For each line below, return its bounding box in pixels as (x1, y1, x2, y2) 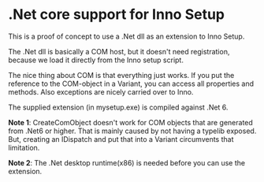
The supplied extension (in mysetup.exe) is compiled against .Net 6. (8, 102, 229, 112)
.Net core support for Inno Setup (8, 6, 225, 24)
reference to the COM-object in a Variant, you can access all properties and (8, 79, 255, 88)
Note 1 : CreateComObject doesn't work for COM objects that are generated (8, 117, 254, 127)
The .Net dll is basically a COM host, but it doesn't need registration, (8, 46, 230, 56)
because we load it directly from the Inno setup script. (8, 55, 184, 65)
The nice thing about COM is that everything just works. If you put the (8, 70, 235, 80)
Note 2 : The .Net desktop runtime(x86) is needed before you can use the (8, 158, 246, 167)
